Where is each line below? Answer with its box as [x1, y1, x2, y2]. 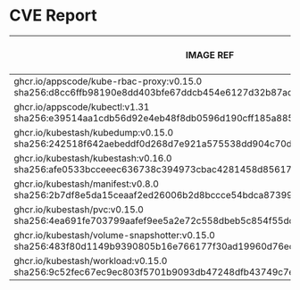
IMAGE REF [185, 48, 235, 61]
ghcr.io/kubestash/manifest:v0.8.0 [13, 178, 159, 190]
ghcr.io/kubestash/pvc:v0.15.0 [13, 203, 145, 215]
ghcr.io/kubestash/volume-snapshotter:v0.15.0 [13, 228, 216, 241]
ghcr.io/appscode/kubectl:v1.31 [13, 100, 150, 112]
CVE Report [9, 5, 98, 26]
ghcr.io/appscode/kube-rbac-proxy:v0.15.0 [13, 75, 203, 87]
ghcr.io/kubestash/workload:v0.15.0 [13, 254, 168, 267]
